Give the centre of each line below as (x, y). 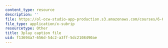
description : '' (22, 14)
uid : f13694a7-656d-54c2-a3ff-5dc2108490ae (51, 38)
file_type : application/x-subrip (40, 24)
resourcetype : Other (27, 28)
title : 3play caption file (33, 33)
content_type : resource (30, 10)
